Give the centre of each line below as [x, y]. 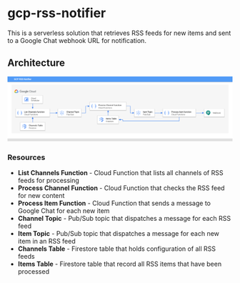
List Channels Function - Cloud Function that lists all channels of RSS [120, 173]
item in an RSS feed [47, 242]
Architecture [36, 63]
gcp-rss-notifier [57, 13]
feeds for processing [49, 181]
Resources [26, 157]
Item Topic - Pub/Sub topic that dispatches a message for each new [119, 234]
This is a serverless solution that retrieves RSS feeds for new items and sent [119, 33]
